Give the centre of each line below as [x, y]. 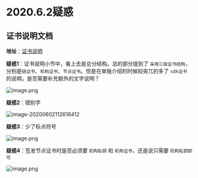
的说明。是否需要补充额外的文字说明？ [53, 78]
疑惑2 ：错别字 [23, 102]
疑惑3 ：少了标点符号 [31, 127]
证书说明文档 [30, 36]
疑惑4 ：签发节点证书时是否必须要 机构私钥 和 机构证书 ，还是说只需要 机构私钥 [97, 151]
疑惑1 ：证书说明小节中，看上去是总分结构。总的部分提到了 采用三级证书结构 [96, 64]
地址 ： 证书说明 [24, 51]
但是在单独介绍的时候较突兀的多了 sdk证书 [137, 71]
